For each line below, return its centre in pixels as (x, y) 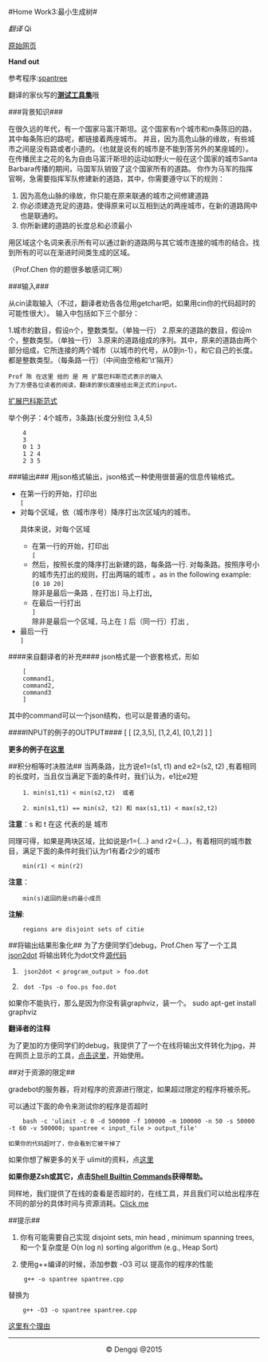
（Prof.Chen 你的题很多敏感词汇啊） (68, 269)
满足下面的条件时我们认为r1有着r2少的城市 (91, 851)
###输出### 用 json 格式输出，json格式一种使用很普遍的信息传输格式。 (124, 476)
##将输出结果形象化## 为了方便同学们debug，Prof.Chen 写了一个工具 (123, 945)
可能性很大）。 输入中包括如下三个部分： (74, 313)
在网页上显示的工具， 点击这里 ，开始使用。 (78, 1055)
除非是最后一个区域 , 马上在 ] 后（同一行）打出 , (110, 621)
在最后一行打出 (56, 603)
